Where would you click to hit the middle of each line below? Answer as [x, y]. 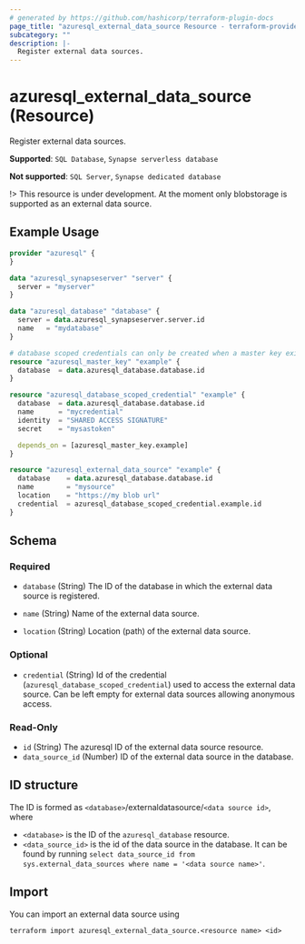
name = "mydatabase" [60, 328]
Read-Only [34, 727]
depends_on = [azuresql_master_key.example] [103, 445]
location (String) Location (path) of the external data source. [137, 631]
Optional [29, 655]
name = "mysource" [67, 487]
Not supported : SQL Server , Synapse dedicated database [115, 176]
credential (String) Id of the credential [94, 675]
